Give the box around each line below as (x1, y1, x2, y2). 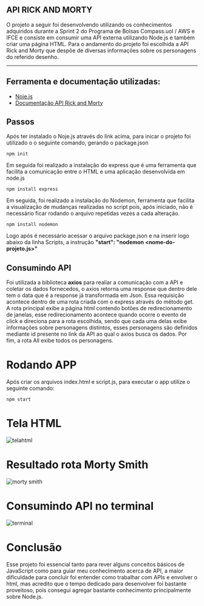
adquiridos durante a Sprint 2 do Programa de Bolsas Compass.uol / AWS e (6, 27, 195, 35)
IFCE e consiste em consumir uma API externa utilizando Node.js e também (6, 33, 195, 41)
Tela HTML (6, 417, 62, 431)
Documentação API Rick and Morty (15, 99, 103, 106)
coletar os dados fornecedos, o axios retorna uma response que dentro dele (6, 285, 197, 293)
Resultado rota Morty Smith (6, 458, 149, 472)
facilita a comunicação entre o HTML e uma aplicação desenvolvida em (6, 168, 185, 175)
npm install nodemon (6, 222, 59, 228)
